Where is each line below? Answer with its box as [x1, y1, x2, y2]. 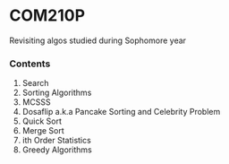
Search [21, 78, 49, 89]
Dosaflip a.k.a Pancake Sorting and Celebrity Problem [21, 107, 221, 117]
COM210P [9, 5, 86, 26]
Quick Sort [21, 116, 63, 126]
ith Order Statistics [21, 135, 91, 146]
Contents [9, 57, 51, 70]
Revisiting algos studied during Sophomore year [9, 35, 186, 46]
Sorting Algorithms [21, 87, 92, 99]
